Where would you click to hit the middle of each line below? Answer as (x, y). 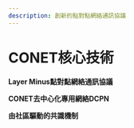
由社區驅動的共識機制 (43, 115)
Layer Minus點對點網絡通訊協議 (61, 82)
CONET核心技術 (61, 58)
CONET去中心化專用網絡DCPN (59, 98)
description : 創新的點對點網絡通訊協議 (67, 16)
